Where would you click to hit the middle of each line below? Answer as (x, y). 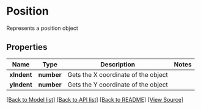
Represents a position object (42, 28)
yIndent (21, 85)
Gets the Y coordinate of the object (118, 85)
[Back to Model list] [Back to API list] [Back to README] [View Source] (95, 99)
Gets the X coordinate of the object (118, 74)
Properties (27, 47)
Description (118, 64)
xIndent (21, 74)
